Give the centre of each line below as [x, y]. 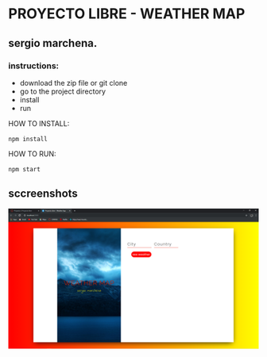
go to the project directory [62, 91]
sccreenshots [43, 194]
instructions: [34, 66]
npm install [28, 139]
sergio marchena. [53, 43]
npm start [25, 169]
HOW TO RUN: [33, 154]
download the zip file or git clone [74, 83]
